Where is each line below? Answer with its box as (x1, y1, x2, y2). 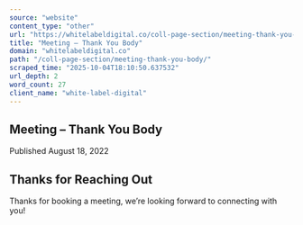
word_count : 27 (9, 80, 67, 89)
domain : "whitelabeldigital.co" (9, 47, 131, 56)
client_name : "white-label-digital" (9, 88, 147, 97)
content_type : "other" (9, 22, 95, 31)
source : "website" (9, 13, 78, 22)
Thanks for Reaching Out (9, 172, 153, 187)
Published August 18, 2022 (9, 146, 110, 157)
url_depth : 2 (9, 72, 59, 81)
